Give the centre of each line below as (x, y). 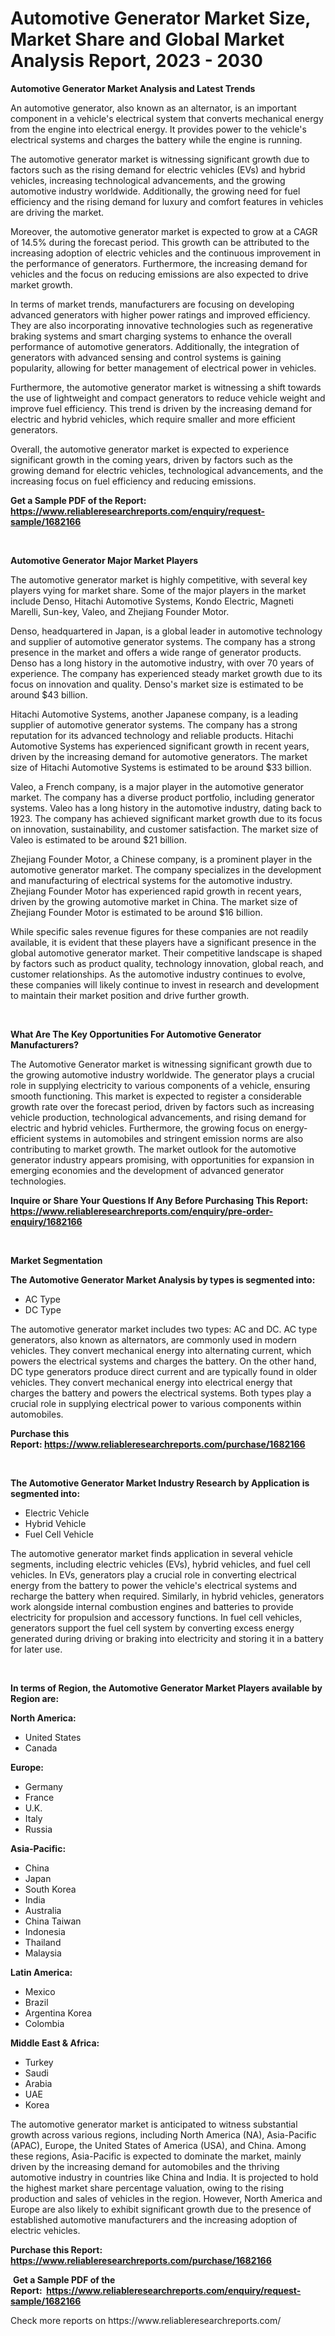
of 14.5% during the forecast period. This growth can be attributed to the (160, 242)
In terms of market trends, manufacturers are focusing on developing (152, 304)
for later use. (36, 1649)
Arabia (38, 2083)
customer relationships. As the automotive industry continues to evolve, (158, 974)
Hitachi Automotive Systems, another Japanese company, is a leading (154, 714)
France (39, 1797)
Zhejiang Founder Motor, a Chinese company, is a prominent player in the (161, 859)
